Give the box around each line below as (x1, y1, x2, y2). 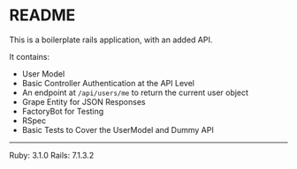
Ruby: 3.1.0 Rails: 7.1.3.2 (9, 150, 95, 160)
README (9, 5, 76, 26)
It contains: (9, 51, 50, 62)
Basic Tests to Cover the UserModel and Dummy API (21, 124, 214, 135)
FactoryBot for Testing (21, 106, 104, 116)
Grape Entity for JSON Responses (21, 96, 146, 107)
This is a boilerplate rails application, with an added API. (9, 34, 213, 45)
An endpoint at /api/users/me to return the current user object (21, 87, 249, 98)
